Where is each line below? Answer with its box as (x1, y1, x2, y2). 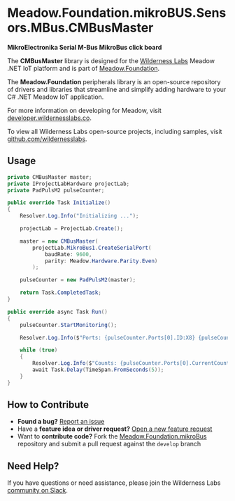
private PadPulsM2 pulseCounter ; (7, 187, 105, 194)
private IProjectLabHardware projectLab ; (7, 180, 130, 187)
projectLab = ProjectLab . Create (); (20, 225, 124, 232)
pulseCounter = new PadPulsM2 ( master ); (20, 276, 136, 283)
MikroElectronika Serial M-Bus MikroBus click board (7, 43, 162, 51)
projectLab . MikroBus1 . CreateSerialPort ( (32, 244, 152, 251)
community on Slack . (7, 486, 69, 495)
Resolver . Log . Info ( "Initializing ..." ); (20, 213, 139, 220)
